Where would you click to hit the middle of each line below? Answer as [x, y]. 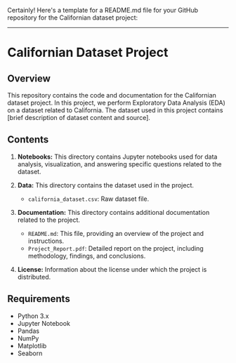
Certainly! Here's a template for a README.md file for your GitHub [103, 10]
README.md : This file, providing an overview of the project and [116, 233]
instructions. [46, 241]
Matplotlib [32, 345]
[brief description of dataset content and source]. [79, 118]
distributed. [34, 277]
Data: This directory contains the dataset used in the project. [106, 185]
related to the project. [49, 220]
